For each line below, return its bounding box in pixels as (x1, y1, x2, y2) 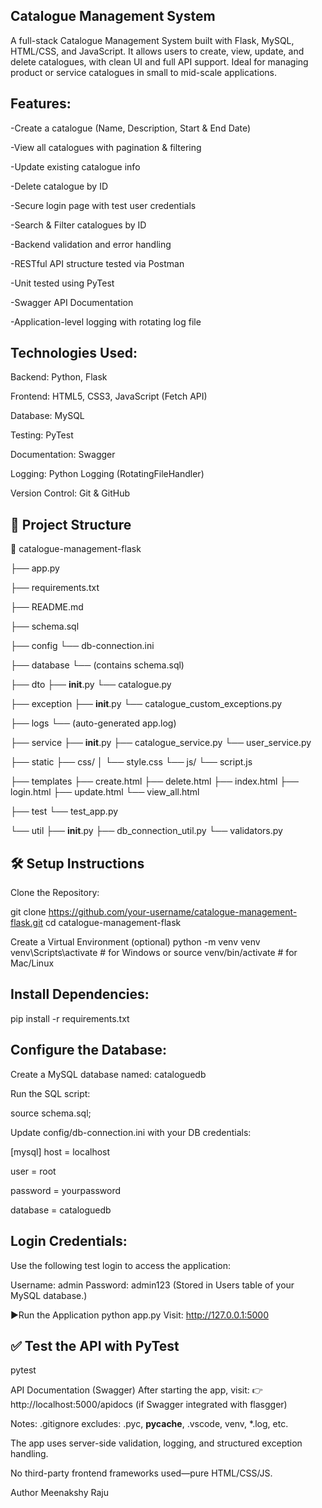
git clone (10, 906, 47, 918)
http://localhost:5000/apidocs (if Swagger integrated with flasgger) (10, 1399, 288, 1411)
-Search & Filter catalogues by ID (10, 219, 147, 231)
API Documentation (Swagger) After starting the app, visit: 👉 (10, 1384, 263, 1396)
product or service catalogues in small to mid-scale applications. (10, 66, 278, 78)
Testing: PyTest (10, 429, 74, 441)
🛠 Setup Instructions (10, 855, 145, 872)
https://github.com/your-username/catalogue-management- (48, 906, 298, 918)
